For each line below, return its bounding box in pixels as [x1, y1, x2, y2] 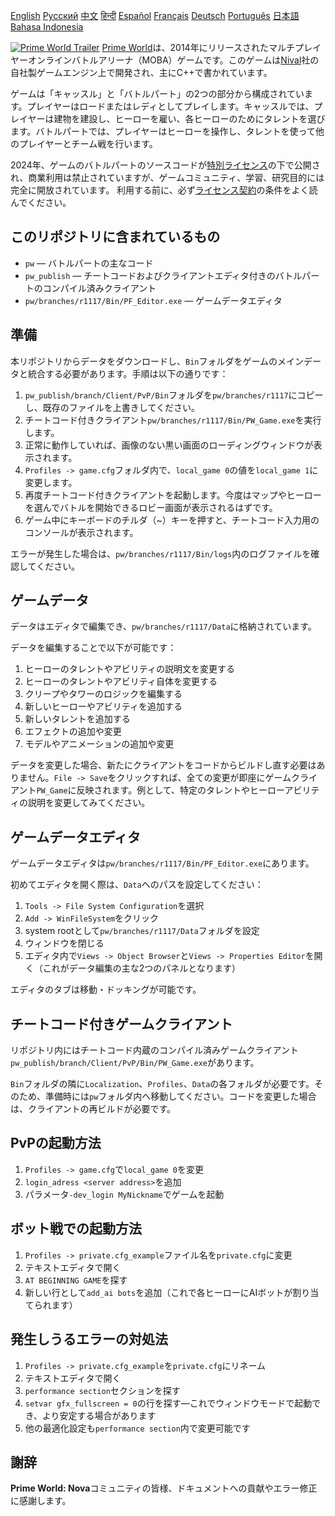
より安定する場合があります [41, 1409, 157, 1421]
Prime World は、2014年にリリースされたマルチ [101, 42, 295, 53]
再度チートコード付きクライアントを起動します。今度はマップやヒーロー [24, 489, 322, 501]
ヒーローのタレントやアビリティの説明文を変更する [24, 663, 235, 675]
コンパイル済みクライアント [42, 282, 157, 294]
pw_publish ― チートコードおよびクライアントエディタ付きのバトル [24, 269, 303, 281]
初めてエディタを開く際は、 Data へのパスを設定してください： [10, 879, 264, 891]
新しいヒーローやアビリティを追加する [24, 700, 183, 713]
